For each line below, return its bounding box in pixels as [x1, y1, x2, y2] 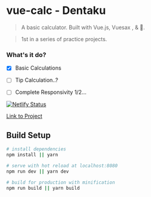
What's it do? [6, 50, 47, 59]
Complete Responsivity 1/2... [15, 88, 87, 96]
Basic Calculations [15, 64, 62, 72]
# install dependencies [6, 146, 67, 152]
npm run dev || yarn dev [6, 168, 69, 175]
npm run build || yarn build [6, 185, 80, 191]
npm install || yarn [6, 152, 59, 158]
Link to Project [6, 113, 42, 120]
